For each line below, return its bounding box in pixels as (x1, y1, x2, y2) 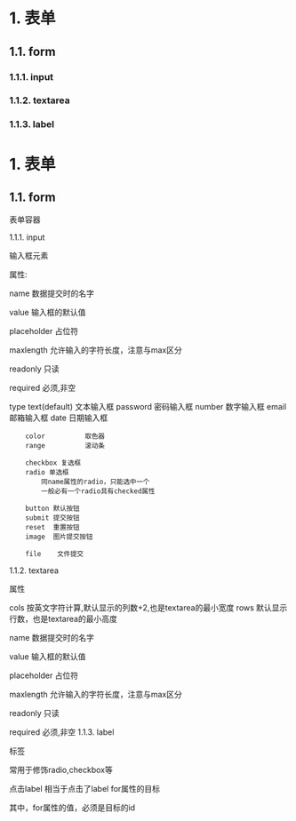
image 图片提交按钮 (25, 532, 93, 542)
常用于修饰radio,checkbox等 (9, 765, 113, 776)
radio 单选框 (25, 468, 69, 477)
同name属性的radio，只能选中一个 (41, 477, 150, 487)
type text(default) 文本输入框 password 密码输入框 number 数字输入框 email (9, 402, 287, 412)
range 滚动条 (25, 442, 105, 450)
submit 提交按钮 (25, 514, 80, 522)
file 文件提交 (25, 550, 84, 559)
